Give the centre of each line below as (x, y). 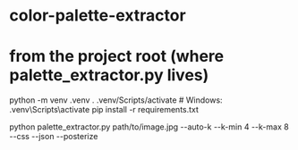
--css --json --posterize (54, 137)
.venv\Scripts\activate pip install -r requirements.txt (104, 110)
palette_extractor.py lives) (109, 75)
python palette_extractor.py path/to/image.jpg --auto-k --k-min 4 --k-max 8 (149, 127)
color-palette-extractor (98, 16)
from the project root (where (117, 57)
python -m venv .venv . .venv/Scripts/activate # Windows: (116, 100)
